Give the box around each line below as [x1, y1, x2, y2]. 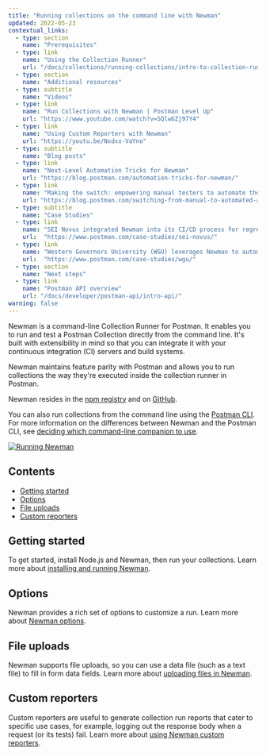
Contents [8, 465, 55, 479]
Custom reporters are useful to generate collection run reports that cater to [8, 712, 253, 722]
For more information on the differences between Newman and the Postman [8, 418, 256, 427]
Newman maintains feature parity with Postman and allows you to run [8, 362, 235, 372]
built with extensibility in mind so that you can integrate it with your [8, 338, 226, 348]
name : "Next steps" [22, 270, 87, 278]
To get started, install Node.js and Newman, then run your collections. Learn [8, 555, 257, 564]
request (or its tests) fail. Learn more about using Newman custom [8, 730, 225, 739]
